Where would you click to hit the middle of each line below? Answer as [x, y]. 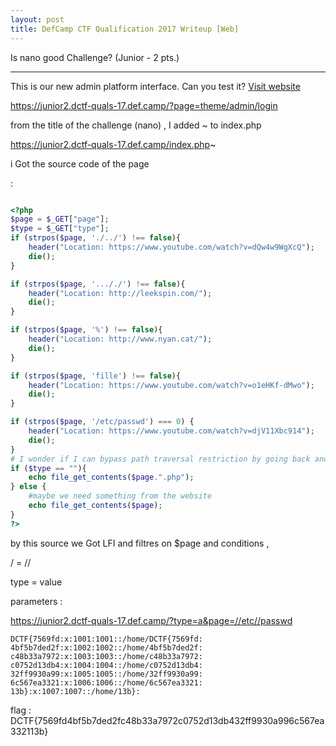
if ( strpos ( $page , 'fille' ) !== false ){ [96, 376]
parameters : [36, 601]
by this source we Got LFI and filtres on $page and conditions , [140, 543]
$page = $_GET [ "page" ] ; [60, 219]
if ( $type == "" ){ [48, 468]
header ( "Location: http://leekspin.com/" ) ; [120, 293]
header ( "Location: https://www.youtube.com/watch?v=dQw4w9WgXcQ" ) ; [171, 247]
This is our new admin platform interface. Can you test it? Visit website [155, 86]
